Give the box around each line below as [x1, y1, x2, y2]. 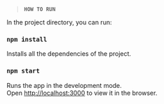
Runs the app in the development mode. [6, 81, 122, 89]
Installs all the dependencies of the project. [6, 50, 131, 58]
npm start [6, 67, 40, 75]
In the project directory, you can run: [6, 18, 112, 27]
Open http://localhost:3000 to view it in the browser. [6, 89, 158, 97]
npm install [6, 35, 48, 43]
